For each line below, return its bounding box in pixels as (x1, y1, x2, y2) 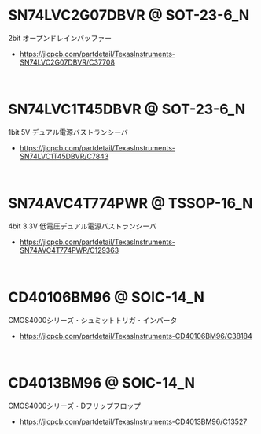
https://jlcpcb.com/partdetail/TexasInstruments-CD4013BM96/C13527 (19, 417, 248, 426)
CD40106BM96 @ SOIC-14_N (8, 288, 204, 306)
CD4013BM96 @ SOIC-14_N (8, 373, 195, 391)
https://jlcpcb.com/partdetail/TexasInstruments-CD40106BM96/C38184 (19, 331, 253, 340)
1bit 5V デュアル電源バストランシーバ (8, 127, 128, 136)
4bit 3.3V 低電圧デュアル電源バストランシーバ (8, 221, 157, 231)
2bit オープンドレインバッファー (8, 33, 112, 43)
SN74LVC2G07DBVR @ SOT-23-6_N (8, 6, 250, 24)
